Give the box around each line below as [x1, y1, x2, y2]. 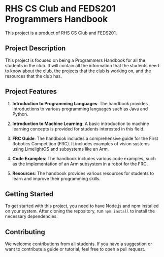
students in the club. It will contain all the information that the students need [5, 62, 159, 68]
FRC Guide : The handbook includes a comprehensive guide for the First [12, 135, 159, 141]
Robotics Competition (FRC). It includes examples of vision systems [12, 140, 150, 146]
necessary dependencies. [5, 214, 58, 219]
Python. [12, 111, 29, 117]
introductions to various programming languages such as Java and [12, 106, 148, 112]
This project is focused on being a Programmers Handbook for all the [5, 57, 146, 63]
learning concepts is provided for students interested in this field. [12, 126, 145, 131]
